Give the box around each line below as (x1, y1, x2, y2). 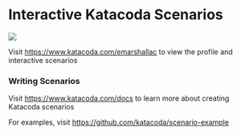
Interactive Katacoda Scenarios (8, 6, 223, 24)
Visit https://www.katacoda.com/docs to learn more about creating (8, 93, 230, 103)
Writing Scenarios (8, 75, 80, 86)
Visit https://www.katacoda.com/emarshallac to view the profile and (8, 46, 233, 57)
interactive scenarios (8, 55, 78, 65)
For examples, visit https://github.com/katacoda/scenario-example (8, 117, 229, 127)
